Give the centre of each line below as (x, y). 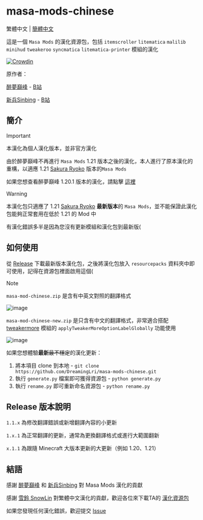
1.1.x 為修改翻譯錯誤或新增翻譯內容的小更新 (62, 422)
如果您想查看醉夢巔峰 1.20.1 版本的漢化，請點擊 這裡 (71, 181)
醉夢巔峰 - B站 (24, 87)
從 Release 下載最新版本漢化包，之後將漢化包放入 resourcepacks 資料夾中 (98, 263)
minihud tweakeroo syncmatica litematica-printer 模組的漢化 (82, 49)
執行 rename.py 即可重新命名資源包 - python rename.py (82, 386)
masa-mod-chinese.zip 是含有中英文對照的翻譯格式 (69, 295)
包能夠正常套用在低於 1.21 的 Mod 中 (52, 214)
